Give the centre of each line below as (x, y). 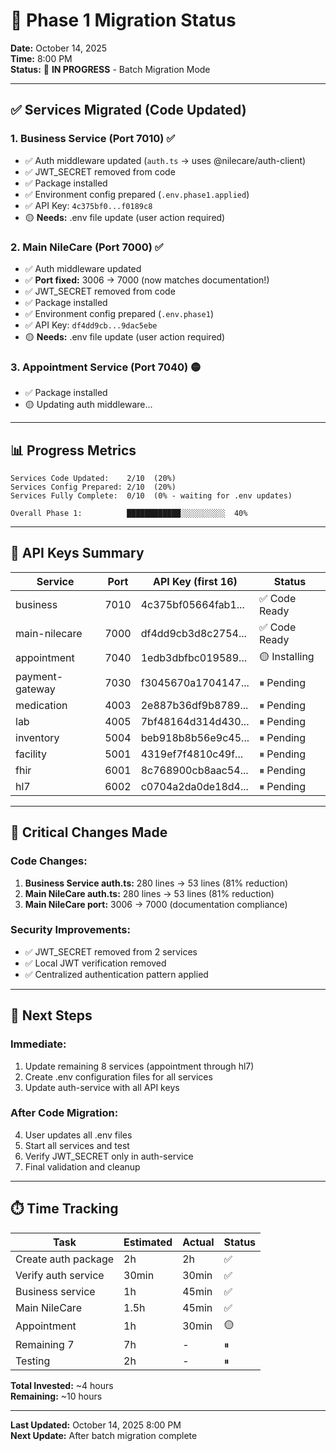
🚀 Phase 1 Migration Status (123, 20)
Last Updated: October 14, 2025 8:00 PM (96, 1425)
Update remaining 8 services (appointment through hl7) (139, 1066)
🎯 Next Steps (51, 1015)
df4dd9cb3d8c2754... (193, 633)
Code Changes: (49, 861)
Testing (33, 1361)
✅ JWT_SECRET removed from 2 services (111, 951)
